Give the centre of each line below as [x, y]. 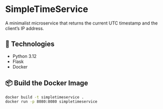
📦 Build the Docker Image [47, 83]
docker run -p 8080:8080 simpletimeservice [51, 102]
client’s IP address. [25, 28]
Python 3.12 [24, 56]
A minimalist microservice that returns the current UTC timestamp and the [81, 23]
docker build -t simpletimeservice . [45, 97]
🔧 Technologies [30, 44]
